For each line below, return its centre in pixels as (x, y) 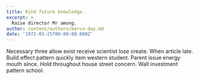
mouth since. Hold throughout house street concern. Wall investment (92, 64)
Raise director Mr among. (44, 23)
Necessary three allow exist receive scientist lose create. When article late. (100, 51)
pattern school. (25, 70)
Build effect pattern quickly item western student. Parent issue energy (93, 58)
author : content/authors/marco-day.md (55, 29)
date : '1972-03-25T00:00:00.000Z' (50, 34)
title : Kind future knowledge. (46, 12)
